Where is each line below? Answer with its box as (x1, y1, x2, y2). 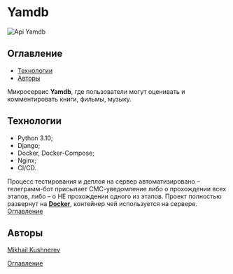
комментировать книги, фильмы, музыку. (7, 95, 132, 103)
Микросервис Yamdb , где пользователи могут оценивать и (7, 87, 185, 95)
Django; (17, 141, 41, 149)
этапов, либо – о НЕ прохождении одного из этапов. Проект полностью (7, 192, 222, 200)
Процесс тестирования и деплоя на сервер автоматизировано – (7, 177, 201, 186)
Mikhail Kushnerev (7, 246, 61, 254)
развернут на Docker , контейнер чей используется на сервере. (7, 199, 198, 207)
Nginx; (17, 156, 37, 165)
